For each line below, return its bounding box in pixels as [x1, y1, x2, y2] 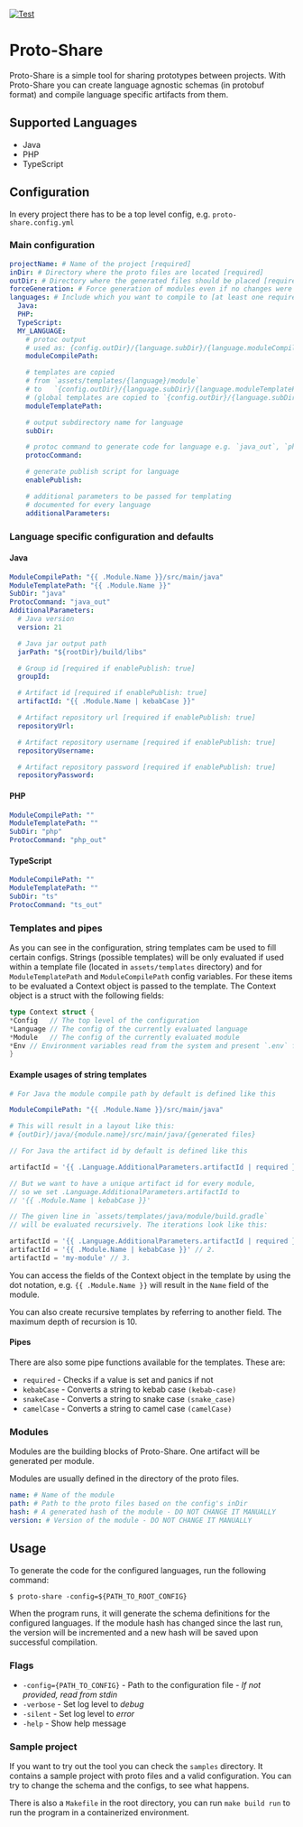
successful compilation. [9, 1637, 97, 1647]
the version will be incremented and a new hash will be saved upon [9, 1627, 259, 1637]
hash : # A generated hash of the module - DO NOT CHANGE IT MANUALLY [9, 1507, 277, 1516]
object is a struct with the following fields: [9, 990, 165, 1001]
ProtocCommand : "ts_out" [9, 900, 103, 909]
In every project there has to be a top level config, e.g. [9, 209, 211, 219]
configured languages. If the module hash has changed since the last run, [9, 1617, 284, 1628]
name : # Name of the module [9, 1490, 115, 1500]
